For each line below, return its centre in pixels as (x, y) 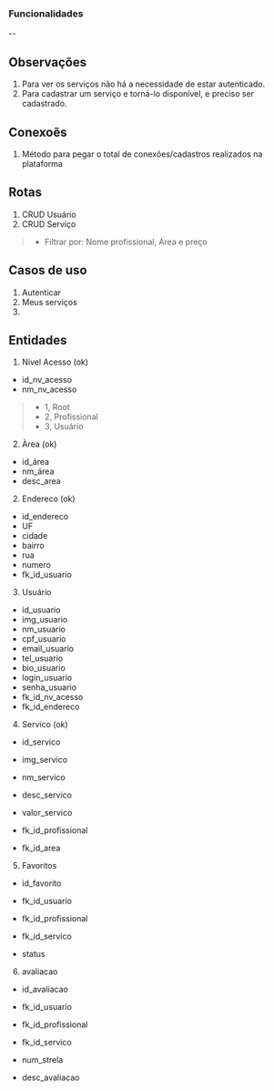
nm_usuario (43, 629)
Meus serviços (50, 302)
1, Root (57, 407)
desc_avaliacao (51, 1077)
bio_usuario (43, 668)
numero (36, 565)
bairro (33, 546)
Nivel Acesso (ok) (55, 362)
